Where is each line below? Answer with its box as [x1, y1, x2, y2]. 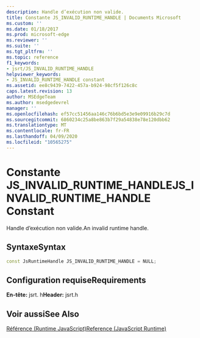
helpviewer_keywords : [6, 71, 62, 77]
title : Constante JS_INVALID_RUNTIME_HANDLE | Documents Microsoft [6, 15, 182, 21]
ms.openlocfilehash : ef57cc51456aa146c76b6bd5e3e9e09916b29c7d [6, 111, 171, 117]
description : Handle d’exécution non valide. [6, 9, 124, 15]
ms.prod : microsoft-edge [6, 32, 70, 38]
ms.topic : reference [6, 54, 59, 60]
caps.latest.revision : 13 [6, 88, 72, 94]
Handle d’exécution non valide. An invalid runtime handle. [6, 224, 149, 231]
